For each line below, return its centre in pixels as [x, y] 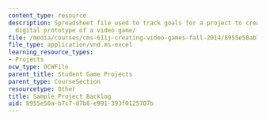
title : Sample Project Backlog [60, 96]
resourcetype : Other [42, 89]
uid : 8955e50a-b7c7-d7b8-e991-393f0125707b [81, 103]
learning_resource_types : [51, 52]
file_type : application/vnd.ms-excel [70, 45]
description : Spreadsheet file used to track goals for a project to [125, 23]
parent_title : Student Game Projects [70, 74]
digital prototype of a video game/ [76, 30]
